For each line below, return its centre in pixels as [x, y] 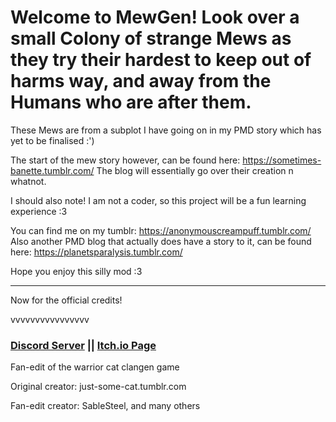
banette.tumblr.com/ [52, 170]
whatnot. [28, 181]
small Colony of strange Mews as [151, 38]
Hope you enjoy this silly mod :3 [76, 271]
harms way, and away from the [141, 81]
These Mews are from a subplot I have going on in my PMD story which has [166, 130]
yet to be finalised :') [52, 140]
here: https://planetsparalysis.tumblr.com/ [96, 252]
